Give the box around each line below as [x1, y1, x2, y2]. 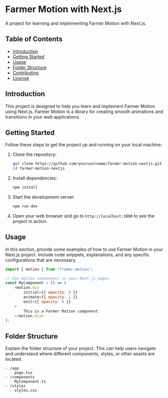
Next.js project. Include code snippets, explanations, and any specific [5, 251, 150, 258]
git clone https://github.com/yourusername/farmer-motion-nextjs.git [12, 161, 162, 166]
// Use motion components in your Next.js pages [5, 276, 109, 281]
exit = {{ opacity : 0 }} [23, 299, 71, 304]
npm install [12, 185, 38, 190]
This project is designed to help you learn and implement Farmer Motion [5, 103, 155, 109]
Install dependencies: [12, 175, 58, 181]
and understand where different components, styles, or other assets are [5, 351, 155, 357]
